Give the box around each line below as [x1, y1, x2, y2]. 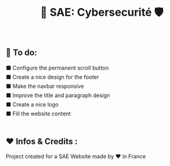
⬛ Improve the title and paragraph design [5, 92, 110, 99]
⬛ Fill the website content [5, 110, 71, 117]
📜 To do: [5, 48, 38, 58]
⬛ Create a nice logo [5, 101, 59, 108]
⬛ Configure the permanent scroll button [5, 64, 109, 71]
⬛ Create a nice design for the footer [5, 73, 99, 81]
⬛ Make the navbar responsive [5, 82, 84, 90]
